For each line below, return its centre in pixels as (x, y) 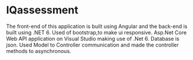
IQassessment (42, 10)
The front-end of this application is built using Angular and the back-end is (97, 26)
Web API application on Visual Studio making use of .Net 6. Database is (93, 38)
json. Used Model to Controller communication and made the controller (92, 45)
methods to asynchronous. (39, 51)
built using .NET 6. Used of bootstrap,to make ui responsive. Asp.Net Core (97, 32)
